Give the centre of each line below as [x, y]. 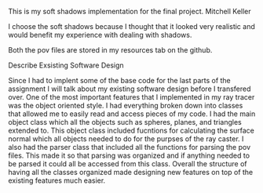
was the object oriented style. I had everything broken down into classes [126, 106]
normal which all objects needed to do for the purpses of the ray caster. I [126, 139]
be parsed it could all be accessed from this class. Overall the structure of [128, 164]
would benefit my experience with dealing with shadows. [100, 35]
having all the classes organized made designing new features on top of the [131, 172]
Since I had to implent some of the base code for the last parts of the [120, 80]
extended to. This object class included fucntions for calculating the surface [131, 130]
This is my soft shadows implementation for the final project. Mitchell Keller [130, 11]
